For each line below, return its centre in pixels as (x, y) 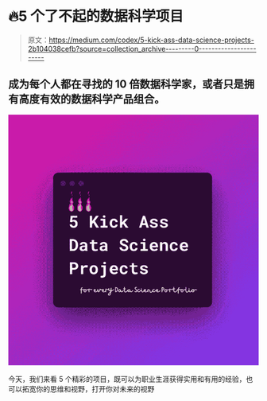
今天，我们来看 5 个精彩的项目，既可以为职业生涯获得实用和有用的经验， (127, 379)
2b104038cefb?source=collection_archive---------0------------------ (142, 49)
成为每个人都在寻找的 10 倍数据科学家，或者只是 (126, 84)
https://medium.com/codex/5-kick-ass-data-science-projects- (151, 40)
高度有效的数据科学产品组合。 (92, 99)
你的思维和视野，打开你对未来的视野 (95, 389)
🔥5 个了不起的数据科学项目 (96, 16)
